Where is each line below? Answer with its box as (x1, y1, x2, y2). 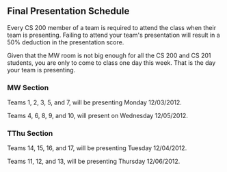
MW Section (7, 83, 49, 92)
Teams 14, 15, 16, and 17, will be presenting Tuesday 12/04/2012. (7, 144, 187, 152)
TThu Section (7, 129, 53, 139)
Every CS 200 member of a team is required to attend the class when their (7, 23, 217, 31)
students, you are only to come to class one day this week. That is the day (7, 58, 216, 67)
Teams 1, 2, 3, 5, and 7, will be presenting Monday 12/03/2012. (7, 98, 183, 106)
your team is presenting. (7, 66, 76, 74)
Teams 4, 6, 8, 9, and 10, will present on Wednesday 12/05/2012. (7, 112, 188, 120)
